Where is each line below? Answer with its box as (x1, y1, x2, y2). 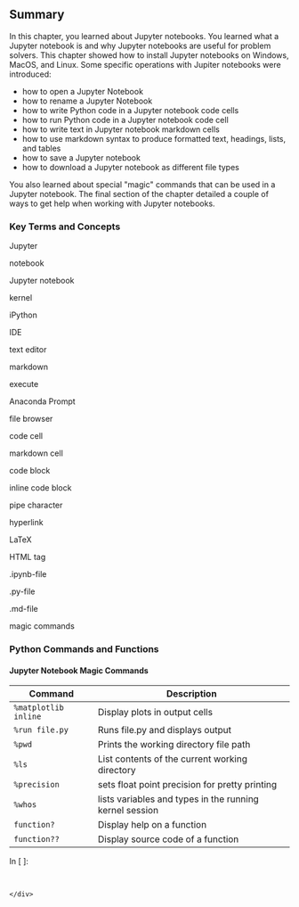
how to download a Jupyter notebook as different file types (21, 161, 240, 172)
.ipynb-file (9, 569, 47, 580)
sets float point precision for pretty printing (97, 779, 278, 791)
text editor (9, 344, 47, 355)
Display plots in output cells (97, 706, 214, 719)
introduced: (9, 69, 52, 79)
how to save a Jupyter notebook (21, 152, 141, 163)
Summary (9, 7, 65, 22)
